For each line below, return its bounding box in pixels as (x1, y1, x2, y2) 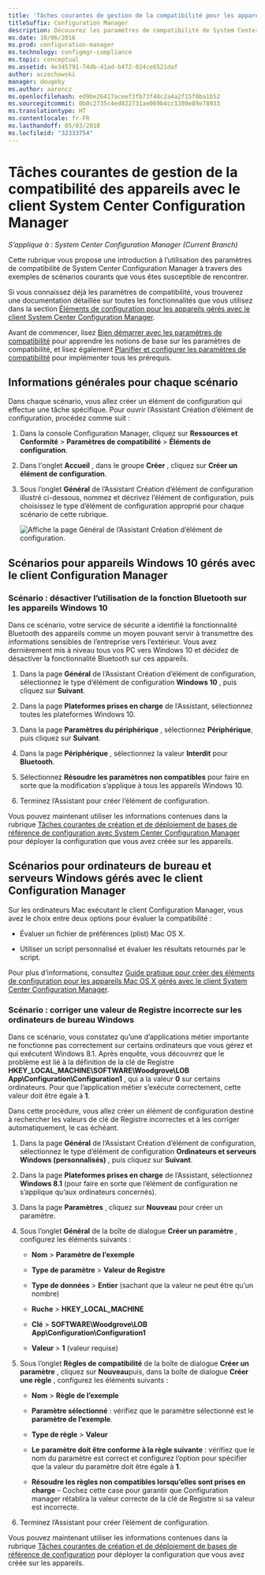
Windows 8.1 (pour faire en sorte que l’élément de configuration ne (19, 1179, 238, 1189)
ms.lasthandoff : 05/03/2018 (8, 122, 101, 130)
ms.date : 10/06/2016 (8, 33, 77, 42)
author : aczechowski (8, 70, 77, 78)
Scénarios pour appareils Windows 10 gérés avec (8, 556, 256, 570)
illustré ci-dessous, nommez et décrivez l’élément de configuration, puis (19, 493, 255, 503)
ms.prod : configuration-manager (8, 41, 114, 49)
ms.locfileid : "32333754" (8, 129, 93, 137)
